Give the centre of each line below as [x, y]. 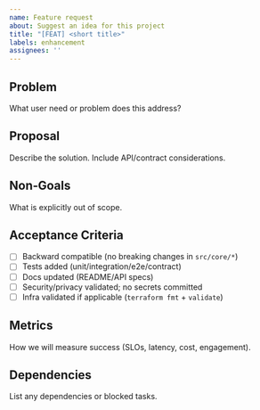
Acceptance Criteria [66, 235]
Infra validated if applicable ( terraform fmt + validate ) [123, 297]
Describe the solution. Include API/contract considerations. [118, 158]
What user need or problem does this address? [95, 108]
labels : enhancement [48, 42]
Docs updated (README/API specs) [88, 276]
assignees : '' [36, 51]
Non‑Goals [40, 186]
